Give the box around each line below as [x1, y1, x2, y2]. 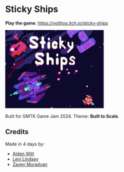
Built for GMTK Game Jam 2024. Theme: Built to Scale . [5, 113, 119, 119]
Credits [5, 127, 29, 136]
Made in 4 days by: [5, 141, 45, 147]
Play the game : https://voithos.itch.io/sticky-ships [5, 20, 108, 26]
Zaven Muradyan [12, 161, 47, 167]
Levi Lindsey [12, 156, 39, 162]
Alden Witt [12, 150, 34, 156]
